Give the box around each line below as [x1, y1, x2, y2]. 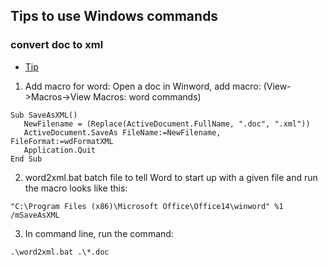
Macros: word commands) [93, 90, 202, 103]
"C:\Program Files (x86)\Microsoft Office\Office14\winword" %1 [10, 201, 284, 211]
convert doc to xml [10, 38, 104, 52]
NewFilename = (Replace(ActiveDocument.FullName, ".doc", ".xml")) [23, 119, 311, 129]
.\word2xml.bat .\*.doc [10, 247, 110, 257]
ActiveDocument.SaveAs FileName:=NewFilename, [23, 127, 222, 138]
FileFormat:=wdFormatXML [10, 136, 114, 146]
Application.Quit [23, 145, 97, 155]
